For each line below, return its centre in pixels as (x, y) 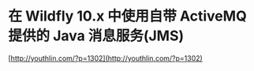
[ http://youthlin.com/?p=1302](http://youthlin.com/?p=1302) (105, 58)
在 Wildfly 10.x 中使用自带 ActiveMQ (127, 16)
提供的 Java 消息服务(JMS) (96, 36)
